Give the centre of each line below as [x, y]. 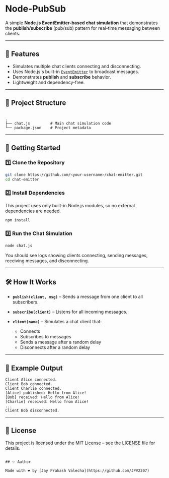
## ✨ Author [18, 462]
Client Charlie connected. [33, 388]
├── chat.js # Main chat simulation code [58, 123]
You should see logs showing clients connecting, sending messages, [76, 256]
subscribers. [25, 302]
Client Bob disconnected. [32, 410]
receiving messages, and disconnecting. [47, 261]
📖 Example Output [34, 368]
